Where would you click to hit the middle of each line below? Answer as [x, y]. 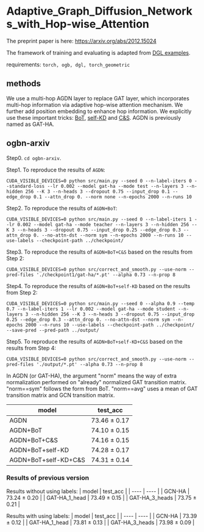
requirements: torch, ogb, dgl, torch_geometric [68, 64]
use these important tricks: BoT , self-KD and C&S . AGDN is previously [94, 117]
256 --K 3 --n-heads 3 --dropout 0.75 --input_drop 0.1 [98, 192]
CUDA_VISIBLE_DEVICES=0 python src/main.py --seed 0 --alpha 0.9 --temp [100, 303]
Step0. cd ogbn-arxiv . [34, 158]
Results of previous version [48, 478]
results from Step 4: [31, 348]
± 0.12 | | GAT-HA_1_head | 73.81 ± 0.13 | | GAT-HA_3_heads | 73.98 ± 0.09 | [100, 522]
